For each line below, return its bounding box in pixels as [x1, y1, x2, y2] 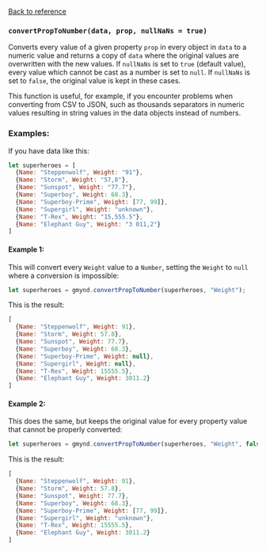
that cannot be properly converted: [8, 425, 123, 435]
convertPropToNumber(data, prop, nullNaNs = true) [8, 26, 207, 35]
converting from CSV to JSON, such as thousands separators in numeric [8, 100, 245, 109]
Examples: [8, 128, 50, 139]
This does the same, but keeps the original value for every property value [8, 416, 248, 426]
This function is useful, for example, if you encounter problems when [8, 91, 234, 101]
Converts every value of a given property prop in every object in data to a [8, 43, 247, 52]
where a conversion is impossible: [8, 271, 120, 280]
